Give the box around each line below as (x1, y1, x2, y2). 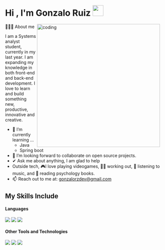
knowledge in (5, 64, 33, 70)
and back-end (5, 75, 33, 81)
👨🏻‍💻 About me (5, 24, 35, 30)
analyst (5, 38, 20, 44)
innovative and (5, 111, 35, 118)
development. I (5, 80, 35, 86)
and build (5, 91, 24, 96)
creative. (5, 117, 23, 123)
